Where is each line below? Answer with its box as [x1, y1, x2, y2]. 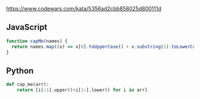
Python [6, 66, 34, 76]
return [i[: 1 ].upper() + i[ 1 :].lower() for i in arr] [17, 87, 148, 93]
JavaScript [6, 22, 48, 32]
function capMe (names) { [6, 38, 68, 44]
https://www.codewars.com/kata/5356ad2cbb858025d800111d [6, 5, 162, 12]
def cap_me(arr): [6, 82, 49, 88]
